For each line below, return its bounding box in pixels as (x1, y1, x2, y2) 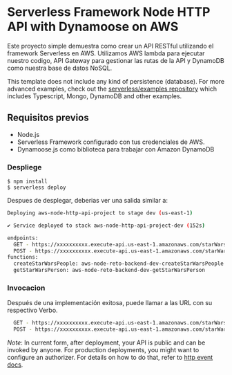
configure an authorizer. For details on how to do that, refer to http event (7, 354, 213, 362)
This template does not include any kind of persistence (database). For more (7, 77, 225, 85)
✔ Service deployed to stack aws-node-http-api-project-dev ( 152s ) (7, 222, 206, 229)
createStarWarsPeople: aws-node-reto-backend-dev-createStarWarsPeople (13, 260, 224, 267)
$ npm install (7, 178, 48, 185)
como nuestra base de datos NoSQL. (7, 64, 113, 72)
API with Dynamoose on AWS (7, 19, 179, 35)
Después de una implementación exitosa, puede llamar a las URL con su (7, 299, 213, 307)
